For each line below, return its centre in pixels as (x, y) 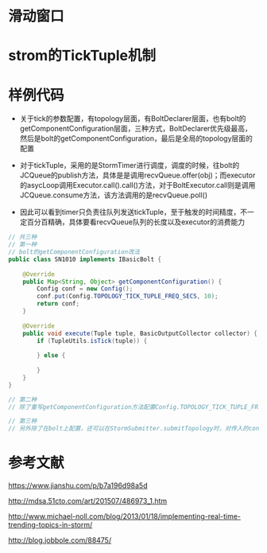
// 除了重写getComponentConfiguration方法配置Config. (94, 407)
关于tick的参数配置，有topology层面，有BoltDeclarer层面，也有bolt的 (133, 119)
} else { (51, 356)
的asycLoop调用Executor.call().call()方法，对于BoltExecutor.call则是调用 (137, 185)
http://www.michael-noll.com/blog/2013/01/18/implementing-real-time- (124, 516)
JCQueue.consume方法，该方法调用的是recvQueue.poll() (114, 195)
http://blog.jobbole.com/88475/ (60, 540)
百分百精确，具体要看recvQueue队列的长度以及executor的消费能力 (135, 222)
